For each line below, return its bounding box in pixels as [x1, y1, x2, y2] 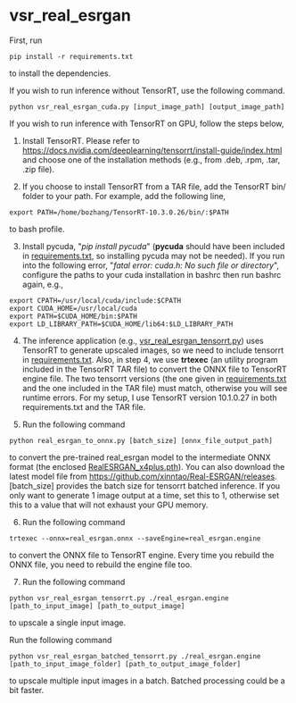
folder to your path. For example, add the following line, [21, 190, 226, 201]
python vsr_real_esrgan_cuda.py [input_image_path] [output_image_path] [9, 102, 285, 112]
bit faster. [9, 684, 45, 695]
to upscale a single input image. [9, 617, 127, 628]
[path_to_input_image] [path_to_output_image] [9, 601, 185, 610]
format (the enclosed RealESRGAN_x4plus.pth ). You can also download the [9, 461, 285, 472]
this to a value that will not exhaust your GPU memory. [9, 499, 209, 510]
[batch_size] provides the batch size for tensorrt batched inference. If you [9, 480, 281, 491]
